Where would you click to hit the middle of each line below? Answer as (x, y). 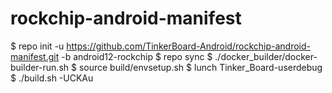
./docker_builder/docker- (266, 56)
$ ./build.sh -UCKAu (52, 78)
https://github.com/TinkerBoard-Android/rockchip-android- (189, 46)
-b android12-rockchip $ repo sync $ (137, 56)
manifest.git (35, 56)
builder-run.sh (40, 67)
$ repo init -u (37, 46)
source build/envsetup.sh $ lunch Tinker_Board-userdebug (200, 67)
